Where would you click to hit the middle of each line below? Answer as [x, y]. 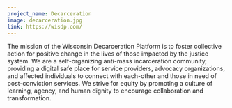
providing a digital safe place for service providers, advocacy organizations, [116, 69]
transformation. [29, 98]
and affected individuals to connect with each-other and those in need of [112, 76]
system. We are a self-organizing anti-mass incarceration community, [107, 61]
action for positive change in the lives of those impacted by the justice [108, 54]
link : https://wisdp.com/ [45, 26]
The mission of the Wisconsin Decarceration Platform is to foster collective [114, 47]
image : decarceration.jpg [45, 20]
